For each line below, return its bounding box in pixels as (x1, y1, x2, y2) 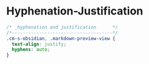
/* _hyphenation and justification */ (6, 24, 119, 30)
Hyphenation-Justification (6, 4, 144, 18)
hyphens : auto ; (12, 46, 50, 53)
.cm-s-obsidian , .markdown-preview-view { (6, 35, 116, 42)
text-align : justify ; (12, 41, 67, 47)
